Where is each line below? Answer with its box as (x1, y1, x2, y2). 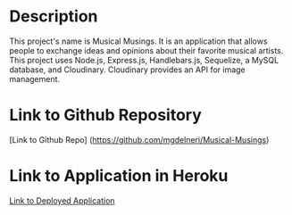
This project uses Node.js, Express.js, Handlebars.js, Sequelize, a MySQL (9, 54, 279, 65)
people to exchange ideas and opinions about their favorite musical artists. (9, 45, 284, 55)
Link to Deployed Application (9, 194, 115, 206)
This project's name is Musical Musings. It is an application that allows (9, 36, 268, 46)
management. (9, 73, 61, 84)
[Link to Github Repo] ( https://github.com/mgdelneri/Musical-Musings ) (9, 134, 270, 145)
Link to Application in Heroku (9, 166, 229, 186)
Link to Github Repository (9, 105, 203, 126)
